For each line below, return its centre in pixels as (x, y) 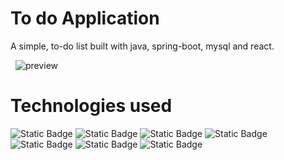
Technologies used (91, 106)
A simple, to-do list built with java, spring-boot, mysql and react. (142, 46)
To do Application (85, 18)
